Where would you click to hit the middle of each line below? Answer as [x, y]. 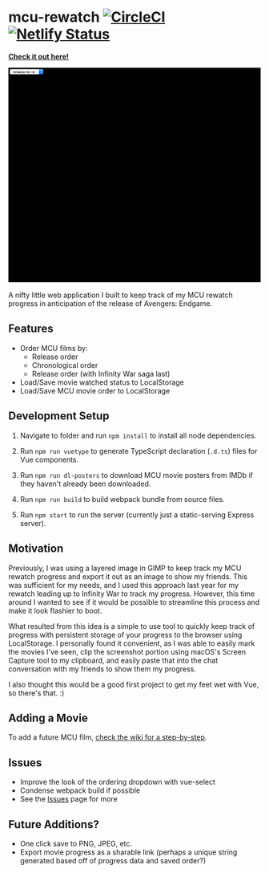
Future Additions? [54, 824]
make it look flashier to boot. [55, 610]
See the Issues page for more [68, 799]
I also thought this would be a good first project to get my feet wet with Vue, [134, 684]
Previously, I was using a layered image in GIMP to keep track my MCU [125, 568]
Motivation [36, 549]
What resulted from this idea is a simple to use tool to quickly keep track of [132, 626]
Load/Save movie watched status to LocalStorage [102, 382]
